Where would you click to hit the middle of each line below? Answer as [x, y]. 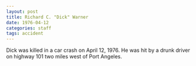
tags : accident [25, 34]
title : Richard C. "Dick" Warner [47, 17]
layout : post [22, 11]
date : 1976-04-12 [28, 22]
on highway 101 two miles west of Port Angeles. [64, 57]
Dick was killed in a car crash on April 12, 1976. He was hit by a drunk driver [98, 50]
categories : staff [29, 28]
